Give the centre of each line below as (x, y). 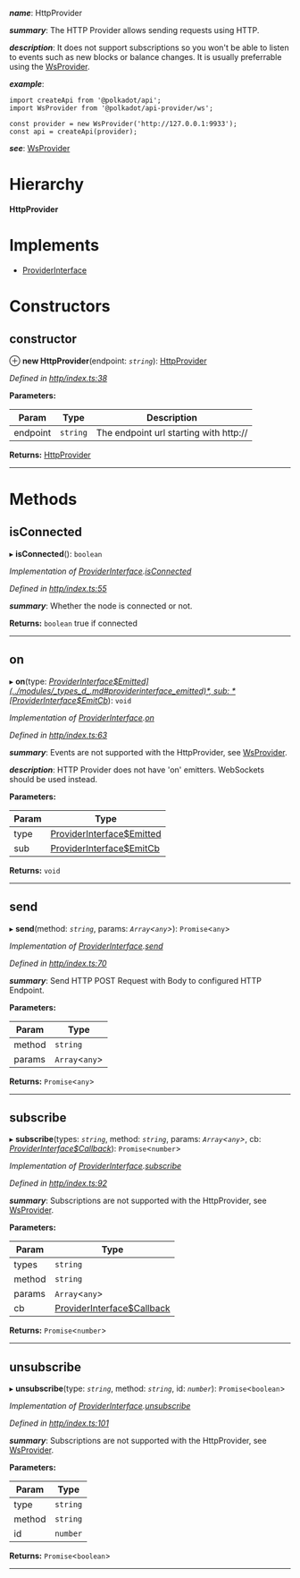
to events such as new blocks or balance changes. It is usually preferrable (146, 57)
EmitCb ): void (107, 700)
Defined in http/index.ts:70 (58, 963)
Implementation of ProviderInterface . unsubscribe (100, 1406)
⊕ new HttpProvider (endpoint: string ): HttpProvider (108, 361)
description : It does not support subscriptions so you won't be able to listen (149, 47)
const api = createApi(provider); (74, 132)
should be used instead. (54, 779)
